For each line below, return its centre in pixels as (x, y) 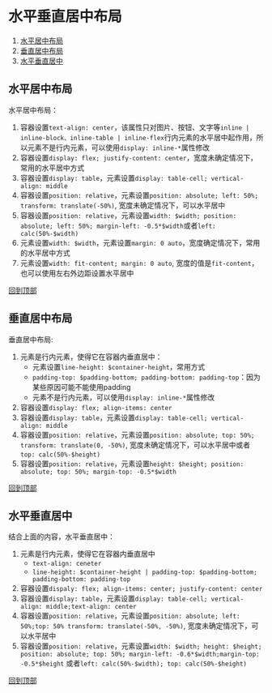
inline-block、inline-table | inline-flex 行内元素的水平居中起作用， (138, 137)
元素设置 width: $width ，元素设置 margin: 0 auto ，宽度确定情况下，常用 (140, 242)
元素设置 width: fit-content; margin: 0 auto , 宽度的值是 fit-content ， (139, 263)
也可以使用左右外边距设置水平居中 (77, 273)
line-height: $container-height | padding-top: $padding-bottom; (144, 572)
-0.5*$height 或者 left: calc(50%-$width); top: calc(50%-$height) (133, 663)
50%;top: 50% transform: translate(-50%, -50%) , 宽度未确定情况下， (136, 626)
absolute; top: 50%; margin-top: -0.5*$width (98, 472)
